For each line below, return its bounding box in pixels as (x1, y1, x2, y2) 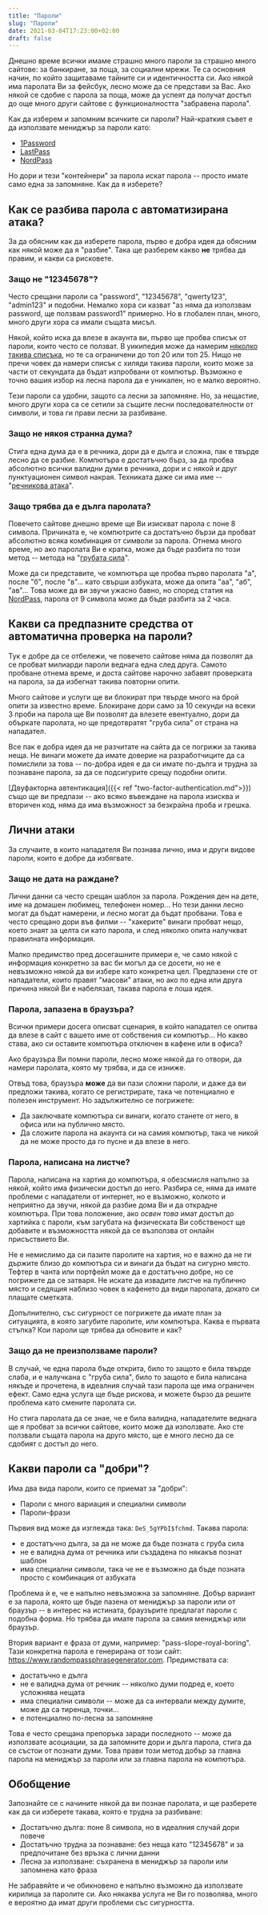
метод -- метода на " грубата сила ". (8, 553, 130, 562)
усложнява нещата (19, 1687, 86, 1697)
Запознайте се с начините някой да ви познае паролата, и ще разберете (8, 1799, 258, 1808)
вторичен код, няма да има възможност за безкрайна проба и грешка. (8, 800, 252, 809)
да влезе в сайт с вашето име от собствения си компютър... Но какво (8, 1030, 248, 1040)
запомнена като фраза (19, 1865, 98, 1875)
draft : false (8, 34, 52, 43)
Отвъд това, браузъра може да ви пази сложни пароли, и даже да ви (8, 1078, 246, 1088)
